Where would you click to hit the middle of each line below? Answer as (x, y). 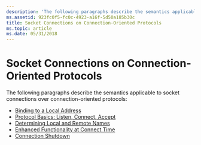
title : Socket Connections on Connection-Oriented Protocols (84, 23)
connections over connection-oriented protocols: (67, 99)
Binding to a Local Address (48, 110)
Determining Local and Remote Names (62, 124)
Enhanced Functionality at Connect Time (65, 129)
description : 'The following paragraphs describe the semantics (88, 12)
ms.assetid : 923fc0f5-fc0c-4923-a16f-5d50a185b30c (71, 17)
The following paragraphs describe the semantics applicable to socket (93, 92)
